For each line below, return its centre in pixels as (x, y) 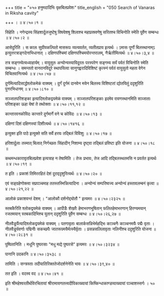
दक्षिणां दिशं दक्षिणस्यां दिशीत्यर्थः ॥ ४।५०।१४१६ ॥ (45, 124)
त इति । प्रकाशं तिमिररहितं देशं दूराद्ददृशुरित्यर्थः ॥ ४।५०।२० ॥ (53, 174)
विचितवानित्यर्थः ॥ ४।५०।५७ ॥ (30, 74)
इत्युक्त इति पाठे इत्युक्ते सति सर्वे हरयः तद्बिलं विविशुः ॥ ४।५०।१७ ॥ (58, 133)
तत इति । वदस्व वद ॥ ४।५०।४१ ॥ (34, 274)
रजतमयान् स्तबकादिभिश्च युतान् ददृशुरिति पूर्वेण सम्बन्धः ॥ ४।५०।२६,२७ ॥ (63, 214)
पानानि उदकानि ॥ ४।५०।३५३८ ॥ (33, 254)
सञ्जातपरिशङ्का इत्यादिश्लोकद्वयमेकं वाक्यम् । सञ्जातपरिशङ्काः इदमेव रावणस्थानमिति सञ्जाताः (78, 99)
